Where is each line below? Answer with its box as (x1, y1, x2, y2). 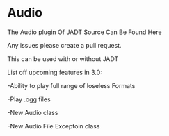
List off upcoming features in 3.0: (7, 68, 102, 76)
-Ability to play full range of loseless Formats (7, 81, 136, 90)
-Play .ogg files (7, 95, 51, 103)
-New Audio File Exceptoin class (7, 121, 100, 130)
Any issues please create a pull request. (7, 41, 122, 49)
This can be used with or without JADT (7, 54, 119, 63)
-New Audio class (7, 108, 58, 117)
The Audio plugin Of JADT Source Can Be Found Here (7, 28, 162, 36)
